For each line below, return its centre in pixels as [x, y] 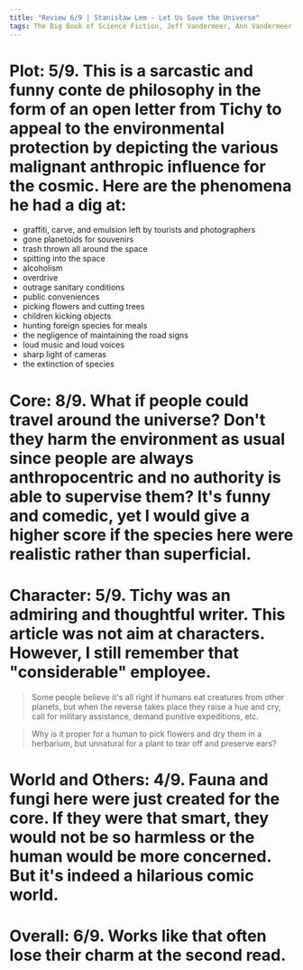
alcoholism [42, 268]
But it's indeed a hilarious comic [132, 875]
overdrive [40, 278]
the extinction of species [68, 364]
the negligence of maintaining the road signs [106, 336]
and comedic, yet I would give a [130, 516]
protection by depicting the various [144, 148]
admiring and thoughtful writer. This [147, 614]
